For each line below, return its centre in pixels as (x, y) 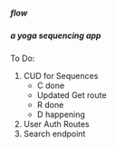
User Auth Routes (56, 124)
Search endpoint (54, 134)
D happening (61, 114)
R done (50, 105)
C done (51, 85)
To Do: (23, 58)
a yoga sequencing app (56, 35)
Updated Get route (72, 95)
